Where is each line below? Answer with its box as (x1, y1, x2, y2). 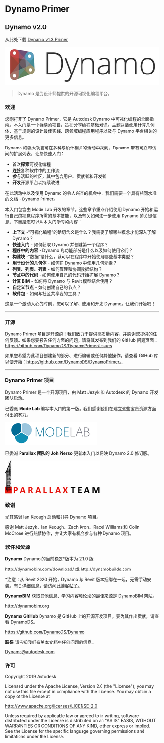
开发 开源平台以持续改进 (12, 180, 60, 186)
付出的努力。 (5, 412, 31, 418)
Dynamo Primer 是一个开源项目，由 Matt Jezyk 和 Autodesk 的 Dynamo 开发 (5, 389, 159, 395)
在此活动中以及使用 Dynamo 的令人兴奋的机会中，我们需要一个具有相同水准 (5, 190, 157, 196)
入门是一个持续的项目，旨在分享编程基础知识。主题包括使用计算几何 (18, 122, 155, 128)
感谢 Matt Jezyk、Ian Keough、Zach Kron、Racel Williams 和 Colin (5, 524, 140, 530)
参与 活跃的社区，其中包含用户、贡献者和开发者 (12, 173, 106, 179)
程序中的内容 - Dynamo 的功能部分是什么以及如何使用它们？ (12, 248, 133, 253)
